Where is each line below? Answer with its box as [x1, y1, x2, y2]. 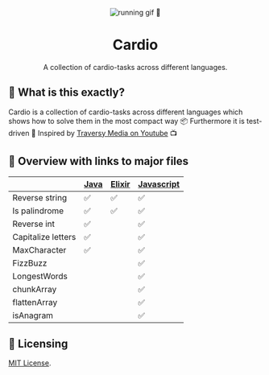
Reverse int [12, 218, 55, 229]
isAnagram [12, 310, 54, 321]
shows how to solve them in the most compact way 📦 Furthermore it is [8, 116, 246, 126]
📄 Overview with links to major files [8, 155, 189, 168]
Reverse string [12, 192, 68, 203]
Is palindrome [12, 205, 64, 216]
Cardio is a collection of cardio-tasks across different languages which [8, 107, 243, 117]
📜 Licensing [8, 336, 68, 350]
